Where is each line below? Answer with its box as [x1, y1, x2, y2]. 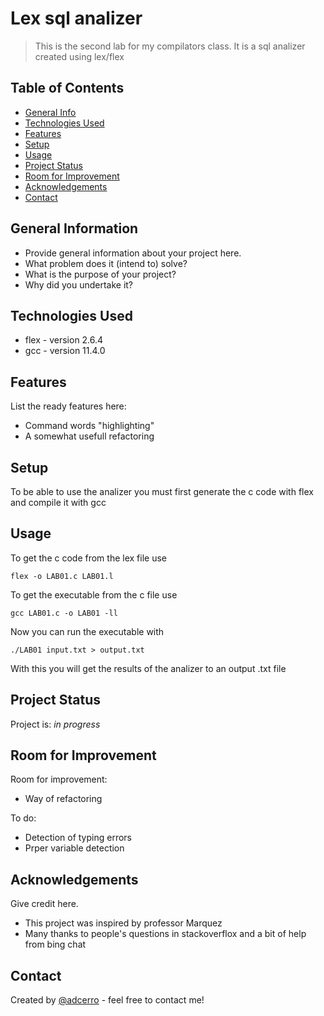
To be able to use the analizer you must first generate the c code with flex [10, 486, 314, 497]
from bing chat [24, 938, 87, 951]
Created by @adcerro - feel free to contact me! [10, 994, 205, 1006]
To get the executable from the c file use [10, 588, 178, 601]
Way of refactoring [24, 793, 103, 805]
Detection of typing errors [24, 832, 132, 844]
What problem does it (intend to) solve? [24, 257, 188, 269]
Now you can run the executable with [10, 625, 165, 637]
